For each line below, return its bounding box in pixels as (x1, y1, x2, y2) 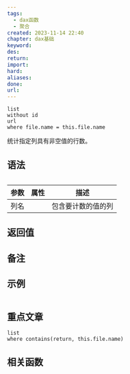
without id (7, 112, 38, 119)
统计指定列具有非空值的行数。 (7, 137, 91, 145)
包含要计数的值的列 (51, 201, 114, 211)
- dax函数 (13, 17, 39, 23)
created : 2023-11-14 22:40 (7, 29, 84, 37)
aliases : (7, 74, 32, 81)
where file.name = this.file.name (7, 124, 106, 131)
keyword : (7, 42, 32, 49)
